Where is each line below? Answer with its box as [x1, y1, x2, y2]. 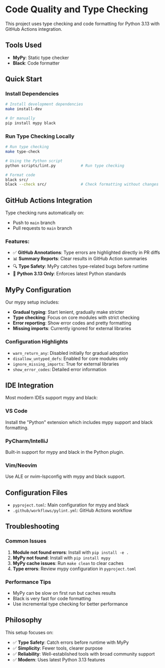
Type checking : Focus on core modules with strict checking [12, 314, 139, 321]
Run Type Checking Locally [5, 132, 75, 139]
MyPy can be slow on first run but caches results [12, 590, 116, 596]
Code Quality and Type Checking [5, 4, 148, 15]
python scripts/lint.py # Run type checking [5, 163, 125, 168]
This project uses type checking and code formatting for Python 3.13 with [5, 21, 160, 27]
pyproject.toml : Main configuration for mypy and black [12, 502, 129, 508]
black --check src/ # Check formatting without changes [5, 182, 159, 187]
